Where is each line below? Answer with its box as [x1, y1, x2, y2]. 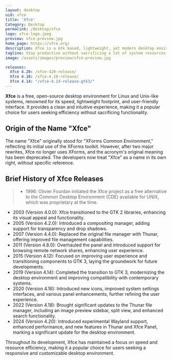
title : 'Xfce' [5, 17, 36, 22]
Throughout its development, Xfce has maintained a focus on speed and [5, 339, 158, 345]
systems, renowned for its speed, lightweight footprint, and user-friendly [5, 98, 159, 104]
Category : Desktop [5, 22, 45, 27]
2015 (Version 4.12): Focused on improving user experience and [12, 253, 147, 259]
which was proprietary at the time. [25, 199, 98, 205]
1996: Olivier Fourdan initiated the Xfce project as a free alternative [25, 188, 167, 194]
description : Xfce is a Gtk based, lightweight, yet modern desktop [5, 46, 155, 51]
